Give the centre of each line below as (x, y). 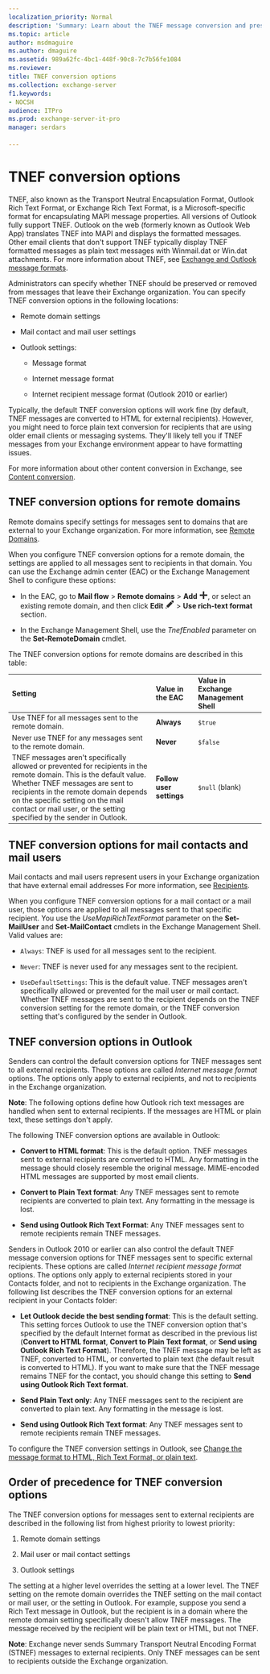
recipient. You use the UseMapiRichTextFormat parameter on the (116, 918)
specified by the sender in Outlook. (70, 817)
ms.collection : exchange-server (62, 85)
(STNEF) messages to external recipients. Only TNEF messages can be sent (134, 1652)
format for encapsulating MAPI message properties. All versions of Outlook (133, 216)
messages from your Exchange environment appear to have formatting (125, 444)
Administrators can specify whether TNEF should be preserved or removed (133, 283)
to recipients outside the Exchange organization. (88, 1661)
